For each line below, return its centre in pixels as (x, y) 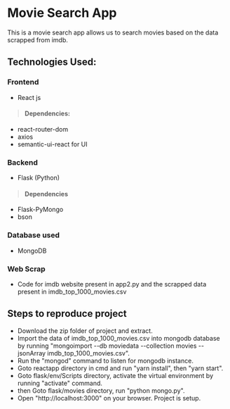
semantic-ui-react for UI (52, 144)
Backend (23, 162)
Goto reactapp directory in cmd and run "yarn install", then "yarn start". (120, 368)
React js (29, 97)
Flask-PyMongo (40, 210)
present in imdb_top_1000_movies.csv (72, 291)
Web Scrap (26, 269)
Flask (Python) (39, 178)
